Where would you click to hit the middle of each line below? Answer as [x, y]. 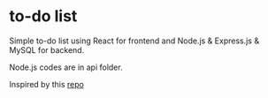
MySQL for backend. [47, 49]
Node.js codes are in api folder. [66, 67]
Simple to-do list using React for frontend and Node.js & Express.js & [134, 41]
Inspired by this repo [46, 84]
